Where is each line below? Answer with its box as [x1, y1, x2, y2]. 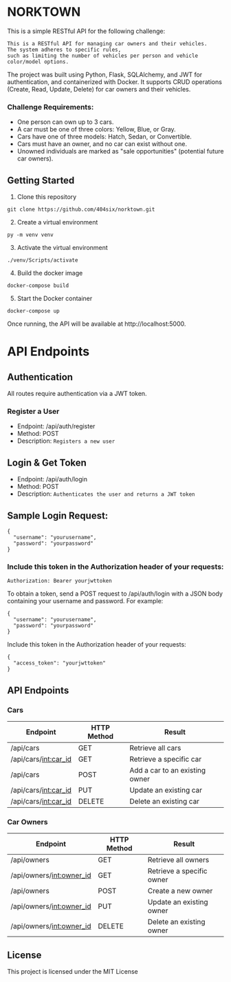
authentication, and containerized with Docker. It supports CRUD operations [7, 77, 222, 86]
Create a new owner [147, 886, 213, 896]
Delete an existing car [129, 796, 200, 806]
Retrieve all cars [129, 743, 181, 753]
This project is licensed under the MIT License [7, 968, 139, 976]
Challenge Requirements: [7, 102, 94, 112]
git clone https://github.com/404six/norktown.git [7, 206, 155, 213]
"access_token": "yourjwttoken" [13, 660, 107, 667]
